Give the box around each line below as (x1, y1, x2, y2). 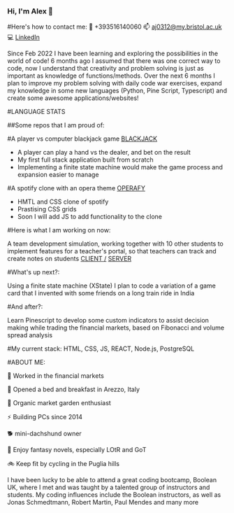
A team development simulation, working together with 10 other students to (7, 239, 224, 248)
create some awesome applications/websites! (7, 94, 139, 102)
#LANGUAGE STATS (7, 108, 66, 116)
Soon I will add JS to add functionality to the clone (17, 213, 163, 221)
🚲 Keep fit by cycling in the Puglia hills (7, 460, 120, 468)
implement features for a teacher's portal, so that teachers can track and (7, 247, 217, 255)
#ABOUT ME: (7, 358, 45, 367)
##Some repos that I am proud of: (7, 121, 105, 129)
